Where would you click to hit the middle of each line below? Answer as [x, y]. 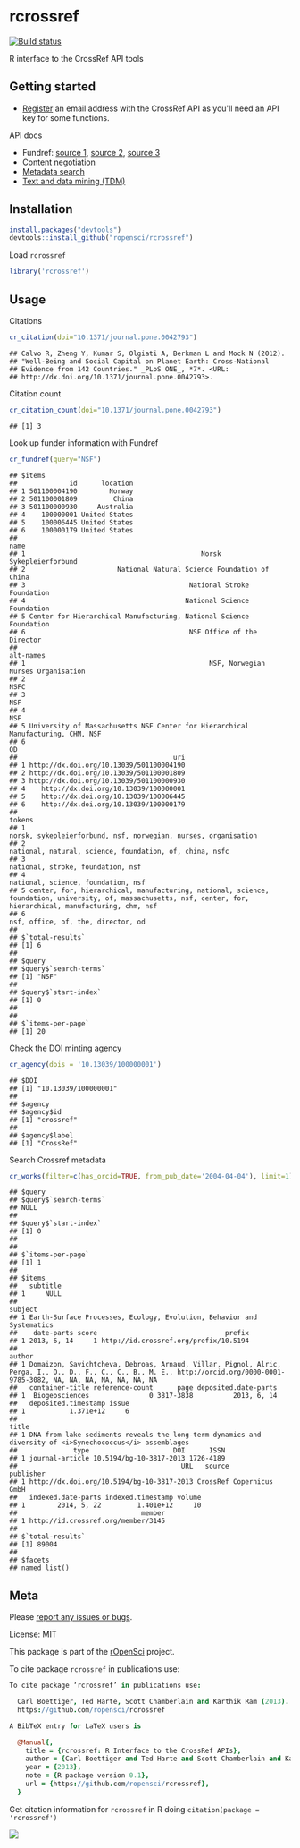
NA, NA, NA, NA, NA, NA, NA [105, 1380]
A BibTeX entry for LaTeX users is [75, 1726]
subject [24, 1310]
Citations [26, 321]
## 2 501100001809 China [71, 498]
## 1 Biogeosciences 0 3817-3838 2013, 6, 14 [143, 1396]
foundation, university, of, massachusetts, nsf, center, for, [129, 898]
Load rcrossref [38, 255]
